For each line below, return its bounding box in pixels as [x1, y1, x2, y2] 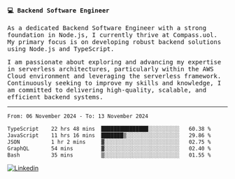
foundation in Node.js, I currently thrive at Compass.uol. [7, 31, 218, 39]
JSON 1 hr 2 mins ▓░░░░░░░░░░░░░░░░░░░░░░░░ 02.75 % [7, 138, 211, 145]
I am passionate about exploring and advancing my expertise [7, 58, 222, 66]
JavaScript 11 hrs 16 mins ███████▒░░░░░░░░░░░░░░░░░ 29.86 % [7, 131, 211, 139]
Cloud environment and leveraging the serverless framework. [7, 72, 222, 80]
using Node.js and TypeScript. [7, 45, 115, 53]
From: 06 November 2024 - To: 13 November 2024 [7, 113, 149, 120]
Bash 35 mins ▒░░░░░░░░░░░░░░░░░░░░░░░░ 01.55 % [7, 151, 211, 159]
